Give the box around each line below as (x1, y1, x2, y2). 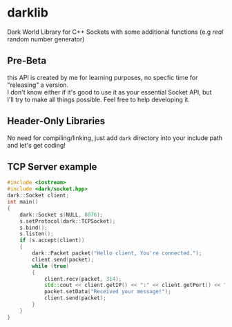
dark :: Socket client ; (7, 192, 70, 199)
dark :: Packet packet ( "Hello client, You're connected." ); (32, 250, 202, 257)
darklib (7, 5, 48, 21)
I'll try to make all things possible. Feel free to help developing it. (7, 95, 190, 103)
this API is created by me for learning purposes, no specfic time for (7, 73, 198, 81)
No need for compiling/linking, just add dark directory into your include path (7, 133, 223, 142)
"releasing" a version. (7, 81, 69, 89)
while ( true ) (32, 262, 70, 270)
